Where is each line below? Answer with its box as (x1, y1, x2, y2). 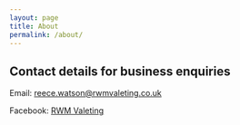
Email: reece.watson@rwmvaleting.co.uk (9, 88, 162, 99)
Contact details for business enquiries (9, 63, 231, 79)
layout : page (9, 13, 59, 23)
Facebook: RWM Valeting (9, 105, 105, 116)
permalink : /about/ (9, 30, 84, 39)
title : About (9, 22, 59, 31)
